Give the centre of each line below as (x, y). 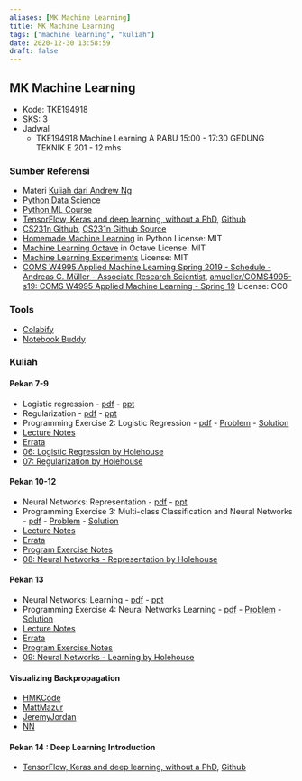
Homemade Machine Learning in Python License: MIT (122, 239)
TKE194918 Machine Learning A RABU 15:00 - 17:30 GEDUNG (150, 138)
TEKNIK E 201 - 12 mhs (78, 147)
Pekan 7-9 (29, 384)
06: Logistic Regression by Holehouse (93, 451)
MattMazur (43, 707)
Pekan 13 (27, 580)
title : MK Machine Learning (62, 26)
